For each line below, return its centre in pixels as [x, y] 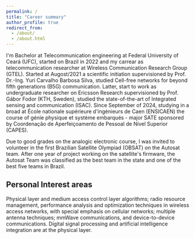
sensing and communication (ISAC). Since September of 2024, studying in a [98, 105]
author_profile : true [32, 22]
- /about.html [28, 39]
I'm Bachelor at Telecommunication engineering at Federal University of [93, 55]
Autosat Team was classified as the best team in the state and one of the [93, 160]
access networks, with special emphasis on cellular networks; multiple [91, 211]
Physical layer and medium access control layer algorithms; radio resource [96, 199]
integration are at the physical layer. [49, 230]
